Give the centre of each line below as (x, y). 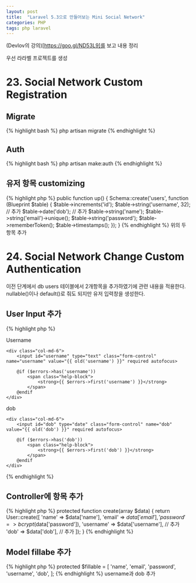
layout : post (22, 12)
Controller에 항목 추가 (45, 497)
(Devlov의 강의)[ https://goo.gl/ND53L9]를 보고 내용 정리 (72, 45)
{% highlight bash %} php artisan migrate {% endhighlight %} (81, 131)
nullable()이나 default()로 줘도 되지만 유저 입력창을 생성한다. (76, 293)
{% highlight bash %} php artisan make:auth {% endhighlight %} (84, 163)
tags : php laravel (29, 28)
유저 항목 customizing (46, 184)
